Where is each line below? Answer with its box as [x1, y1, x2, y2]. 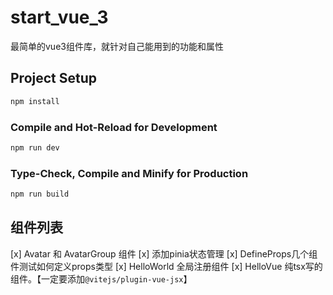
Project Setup [10, 70, 98, 87]
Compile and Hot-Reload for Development [10, 120, 218, 134]
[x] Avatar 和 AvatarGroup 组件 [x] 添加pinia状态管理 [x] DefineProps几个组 [10, 247, 318, 260]
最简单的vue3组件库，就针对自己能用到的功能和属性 [10, 40, 224, 52]
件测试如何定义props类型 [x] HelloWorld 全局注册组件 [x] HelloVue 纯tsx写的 [10, 260, 323, 272]
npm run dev [10, 142, 60, 153]
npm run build [10, 189, 70, 200]
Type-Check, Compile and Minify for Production [10, 166, 249, 180]
